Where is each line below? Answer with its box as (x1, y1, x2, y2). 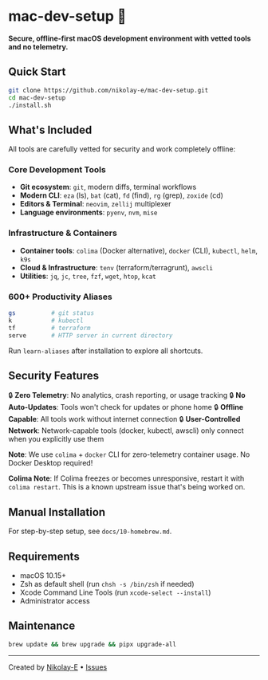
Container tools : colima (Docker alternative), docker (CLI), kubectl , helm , (19, 246, 258, 255)
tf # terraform (8, 324, 91, 332)
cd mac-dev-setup (8, 93, 66, 102)
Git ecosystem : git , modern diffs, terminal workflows (19, 183, 197, 192)
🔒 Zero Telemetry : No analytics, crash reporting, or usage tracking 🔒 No (8, 391, 246, 400)
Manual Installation (8, 505, 106, 519)
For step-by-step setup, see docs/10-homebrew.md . (8, 526, 172, 537)
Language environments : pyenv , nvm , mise (19, 207, 158, 218)
